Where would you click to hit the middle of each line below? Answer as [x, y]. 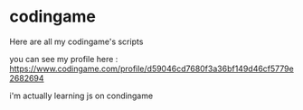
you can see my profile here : [64, 59]
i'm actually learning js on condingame [81, 96]
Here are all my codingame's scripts [76, 41]
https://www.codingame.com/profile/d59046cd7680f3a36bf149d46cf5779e [151, 69]
